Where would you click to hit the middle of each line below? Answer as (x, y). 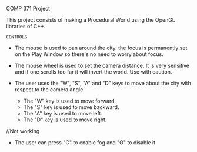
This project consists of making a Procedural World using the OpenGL (91, 20)
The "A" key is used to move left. (63, 113)
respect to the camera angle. (50, 90)
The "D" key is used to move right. (65, 120)
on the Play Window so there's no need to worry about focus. (89, 54)
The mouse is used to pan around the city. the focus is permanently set (101, 48)
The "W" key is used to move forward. (70, 101)
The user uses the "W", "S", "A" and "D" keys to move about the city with (103, 83)
